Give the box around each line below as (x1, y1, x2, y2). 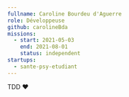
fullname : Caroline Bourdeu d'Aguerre (7, 10, 122, 18)
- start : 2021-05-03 (13, 37, 74, 44)
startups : (7, 57, 37, 64)
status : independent (20, 50, 81, 57)
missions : (7, 30, 37, 38)
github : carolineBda (7, 23, 69, 30)
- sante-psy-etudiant (13, 63, 78, 70)
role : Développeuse (7, 17, 65, 24)
